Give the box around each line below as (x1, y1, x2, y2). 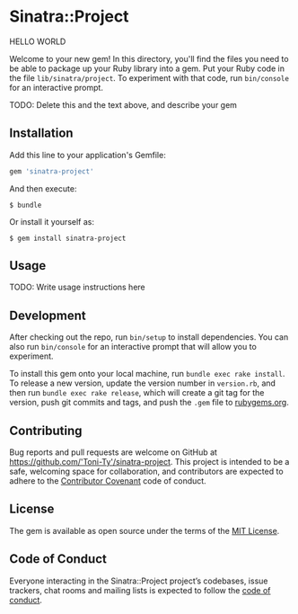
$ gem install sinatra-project (9, 234, 127, 243)
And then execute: (9, 182, 77, 194)
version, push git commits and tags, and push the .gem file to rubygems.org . (9, 397, 290, 408)
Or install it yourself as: (9, 216, 94, 227)
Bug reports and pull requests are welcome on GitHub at (9, 447, 218, 458)
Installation (9, 126, 74, 141)
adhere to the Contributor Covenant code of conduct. (9, 476, 206, 486)
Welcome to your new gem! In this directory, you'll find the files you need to (9, 53, 289, 64)
